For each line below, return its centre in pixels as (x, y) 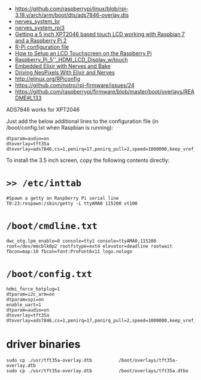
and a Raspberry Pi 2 (41, 41)
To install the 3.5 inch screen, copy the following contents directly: (88, 160)
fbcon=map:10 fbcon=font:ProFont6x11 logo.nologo (69, 252)
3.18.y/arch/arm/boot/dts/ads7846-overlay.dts (72, 15)
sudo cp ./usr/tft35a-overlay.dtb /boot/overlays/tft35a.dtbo (97, 371)
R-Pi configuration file (42, 47)
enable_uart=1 (24, 305)
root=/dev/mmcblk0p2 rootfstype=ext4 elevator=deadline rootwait (89, 246)
